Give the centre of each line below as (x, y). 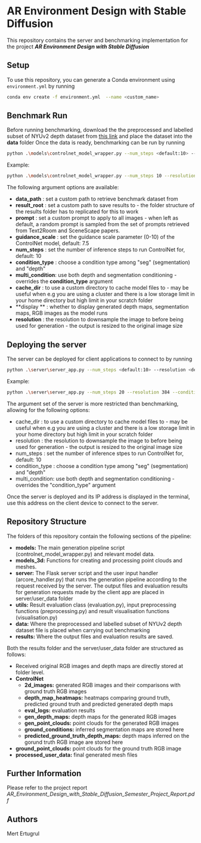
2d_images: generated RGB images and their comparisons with (102, 685)
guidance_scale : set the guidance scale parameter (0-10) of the (95, 237)
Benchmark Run (37, 116)
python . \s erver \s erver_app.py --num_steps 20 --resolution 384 (88, 392)
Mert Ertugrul (23, 833)
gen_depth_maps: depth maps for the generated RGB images (100, 716)
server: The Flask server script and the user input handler (87, 573)
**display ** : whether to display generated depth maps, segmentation (102, 307)
